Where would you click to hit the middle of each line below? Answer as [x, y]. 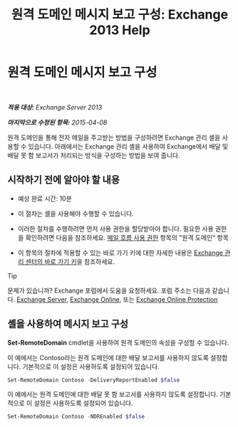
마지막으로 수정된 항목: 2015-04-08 [57, 122]
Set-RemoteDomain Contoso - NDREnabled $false [76, 417]
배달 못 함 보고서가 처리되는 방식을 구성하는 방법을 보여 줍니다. [94, 155]
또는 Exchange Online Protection [170, 299]
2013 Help [120, 30]
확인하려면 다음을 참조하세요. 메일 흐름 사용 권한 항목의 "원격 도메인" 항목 [127, 237]
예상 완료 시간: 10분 [45, 198]
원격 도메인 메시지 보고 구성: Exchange [120, 15]
